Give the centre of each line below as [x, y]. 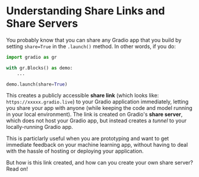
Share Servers [42, 23]
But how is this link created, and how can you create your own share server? [99, 163]
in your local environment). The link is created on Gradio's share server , [94, 115]
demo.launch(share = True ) [37, 84]
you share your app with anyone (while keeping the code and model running [99, 108]
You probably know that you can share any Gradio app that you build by [94, 40]
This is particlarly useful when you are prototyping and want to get [88, 138]
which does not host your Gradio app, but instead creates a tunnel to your [97, 121]
